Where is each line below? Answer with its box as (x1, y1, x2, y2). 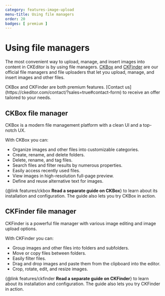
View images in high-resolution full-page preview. (12, 173, 114, 179)
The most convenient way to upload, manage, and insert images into (5, 59, 145, 65)
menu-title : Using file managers (5, 12, 74, 17)
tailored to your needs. (5, 95, 52, 100)
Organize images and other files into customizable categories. (12, 147, 139, 152)
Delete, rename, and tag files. (12, 157, 73, 163)
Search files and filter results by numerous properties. (12, 162, 123, 168)
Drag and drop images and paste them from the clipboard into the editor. (12, 260, 161, 266)
